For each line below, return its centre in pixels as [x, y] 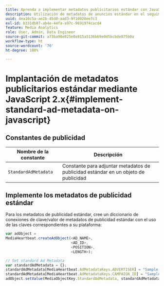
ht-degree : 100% [22, 50]
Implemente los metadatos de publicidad [69, 195]
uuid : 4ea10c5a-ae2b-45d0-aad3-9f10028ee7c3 [51, 18]
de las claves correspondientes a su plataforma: [54, 225]
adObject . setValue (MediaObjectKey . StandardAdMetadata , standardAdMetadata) [84, 279]
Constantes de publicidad [46, 138]
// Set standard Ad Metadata [35, 261]
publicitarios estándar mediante [72, 89]
